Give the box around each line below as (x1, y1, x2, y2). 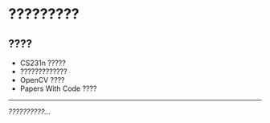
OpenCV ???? (19, 76, 65, 84)
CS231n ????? (19, 58, 66, 68)
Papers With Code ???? (19, 84, 97, 93)
